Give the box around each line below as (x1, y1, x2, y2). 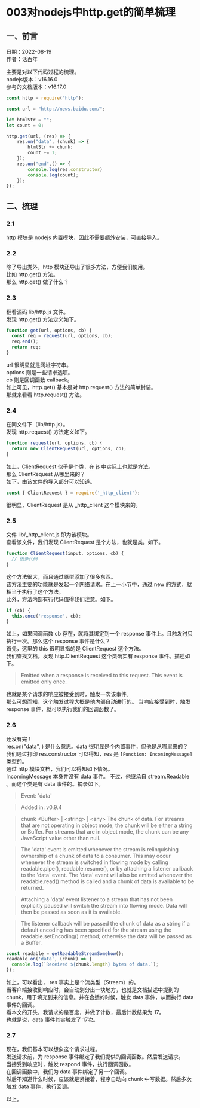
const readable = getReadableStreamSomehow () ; (6, 950, 124, 957)
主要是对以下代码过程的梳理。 (6, 68, 79, 75)
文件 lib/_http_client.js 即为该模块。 (6, 531, 93, 538)
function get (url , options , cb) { (6, 327, 93, 334)
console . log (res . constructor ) (27, 166, 103, 172)
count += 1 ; (27, 150, 58, 156)
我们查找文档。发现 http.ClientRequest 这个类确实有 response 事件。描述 (6, 652, 185, 660)
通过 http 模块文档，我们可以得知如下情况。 (6, 765, 113, 772)
